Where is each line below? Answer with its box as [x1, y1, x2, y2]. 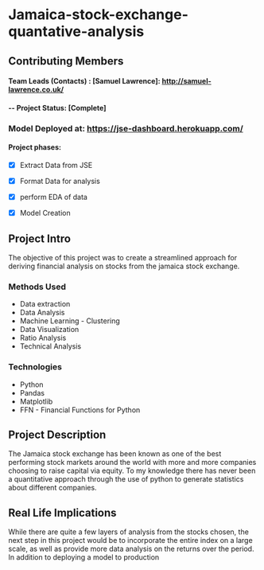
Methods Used [8, 281, 66, 292]
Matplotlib [19, 396, 53, 406]
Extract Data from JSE [19, 160, 93, 170]
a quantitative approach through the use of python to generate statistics [8, 474, 244, 484]
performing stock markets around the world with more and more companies [8, 458, 257, 467]
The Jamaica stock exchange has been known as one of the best [8, 449, 222, 459]
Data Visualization [19, 325, 80, 334]
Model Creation [19, 209, 71, 218]
